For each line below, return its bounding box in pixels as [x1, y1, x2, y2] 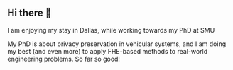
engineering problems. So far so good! [7, 54, 121, 63]
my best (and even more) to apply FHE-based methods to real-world [7, 47, 208, 55]
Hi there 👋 [7, 7, 52, 19]
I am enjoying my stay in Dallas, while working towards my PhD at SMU [7, 25, 215, 34]
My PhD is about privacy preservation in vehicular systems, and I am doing [7, 40, 226, 48]
